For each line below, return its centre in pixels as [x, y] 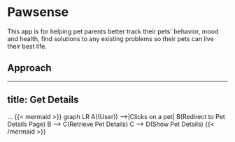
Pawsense [38, 12]
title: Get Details [43, 100]
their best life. [27, 46]
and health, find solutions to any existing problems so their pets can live [111, 38]
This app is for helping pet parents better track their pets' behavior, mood [113, 31]
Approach [29, 68]
